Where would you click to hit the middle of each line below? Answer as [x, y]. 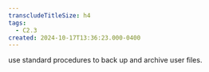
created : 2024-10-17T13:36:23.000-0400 [75, 38]
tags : [17, 23]
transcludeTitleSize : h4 [49, 15]
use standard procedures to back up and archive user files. [105, 60]
